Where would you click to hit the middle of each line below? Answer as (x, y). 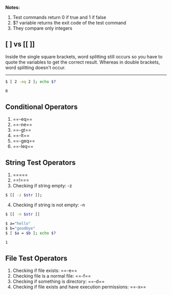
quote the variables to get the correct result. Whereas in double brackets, (83, 62)
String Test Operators (40, 163)
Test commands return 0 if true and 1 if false (59, 17)
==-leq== (23, 146)
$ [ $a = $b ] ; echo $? (31, 233)
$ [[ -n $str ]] (23, 215)
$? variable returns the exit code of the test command (69, 23)
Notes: (13, 7)
